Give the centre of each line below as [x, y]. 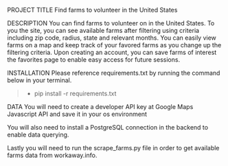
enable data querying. [38, 134]
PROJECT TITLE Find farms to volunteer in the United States [92, 10]
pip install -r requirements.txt [75, 93]
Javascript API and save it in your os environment [77, 114]
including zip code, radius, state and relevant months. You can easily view [112, 38]
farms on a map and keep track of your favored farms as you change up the [114, 45]
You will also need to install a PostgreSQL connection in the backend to [107, 127]
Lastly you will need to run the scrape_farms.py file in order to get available [113, 148]
